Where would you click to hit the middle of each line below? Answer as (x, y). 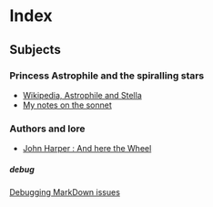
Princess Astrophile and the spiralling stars (107, 76)
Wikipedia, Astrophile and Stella (82, 95)
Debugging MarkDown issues (65, 192)
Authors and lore (47, 129)
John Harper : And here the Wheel (87, 149)
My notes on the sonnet (67, 105)
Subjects (35, 50)
